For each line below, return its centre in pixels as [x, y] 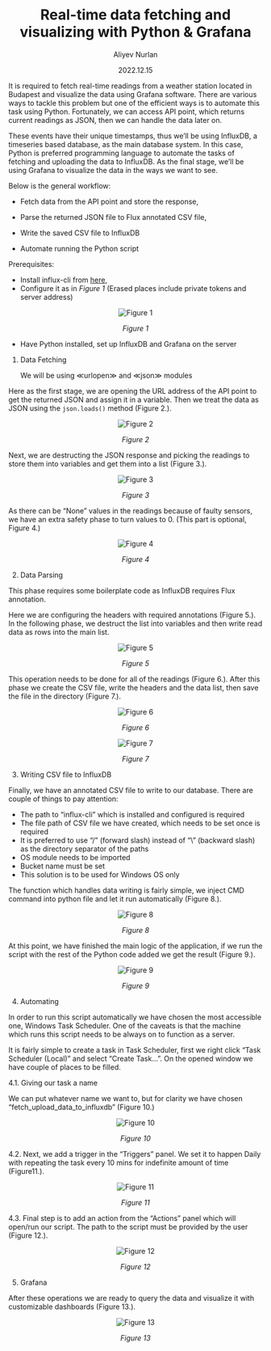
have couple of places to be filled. [65, 1067]
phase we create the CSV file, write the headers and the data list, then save [133, 687]
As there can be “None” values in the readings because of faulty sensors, [130, 510]
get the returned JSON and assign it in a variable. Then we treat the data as [134, 399]
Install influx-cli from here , [63, 280]
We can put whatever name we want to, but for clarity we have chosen [126, 1098]
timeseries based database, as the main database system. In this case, [126, 144]
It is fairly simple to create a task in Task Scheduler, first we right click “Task [135, 1049]
